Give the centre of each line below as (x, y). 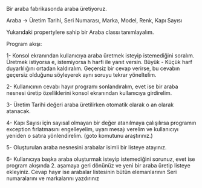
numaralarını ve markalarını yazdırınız (53, 178)
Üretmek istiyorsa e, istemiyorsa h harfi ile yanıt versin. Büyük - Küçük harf (99, 62)
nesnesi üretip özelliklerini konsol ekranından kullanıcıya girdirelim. (89, 93)
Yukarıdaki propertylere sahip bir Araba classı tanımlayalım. (80, 32)
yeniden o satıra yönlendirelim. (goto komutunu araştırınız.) (80, 136)
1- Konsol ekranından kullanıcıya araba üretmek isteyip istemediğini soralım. (100, 56)
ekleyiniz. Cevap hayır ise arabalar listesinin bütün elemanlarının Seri (92, 172)
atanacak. (19, 111)
